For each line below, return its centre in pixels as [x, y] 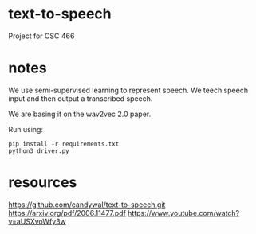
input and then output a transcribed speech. [81, 98]
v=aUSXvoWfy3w [37, 221]
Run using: [26, 129]
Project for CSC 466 [41, 36]
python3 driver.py [39, 151]
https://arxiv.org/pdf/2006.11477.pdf [67, 213]
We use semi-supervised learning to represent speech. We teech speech [128, 90]
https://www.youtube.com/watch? [183, 213]
